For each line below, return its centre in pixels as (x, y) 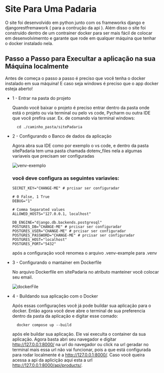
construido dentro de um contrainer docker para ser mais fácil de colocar (79, 33)
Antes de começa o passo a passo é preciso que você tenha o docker (75, 78)
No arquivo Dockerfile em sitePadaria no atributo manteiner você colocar (85, 272)
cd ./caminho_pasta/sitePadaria (50, 127)
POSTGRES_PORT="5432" (34, 244)
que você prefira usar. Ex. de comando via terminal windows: (73, 118)
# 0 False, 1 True (31, 197)
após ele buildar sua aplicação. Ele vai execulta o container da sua (79, 334)
